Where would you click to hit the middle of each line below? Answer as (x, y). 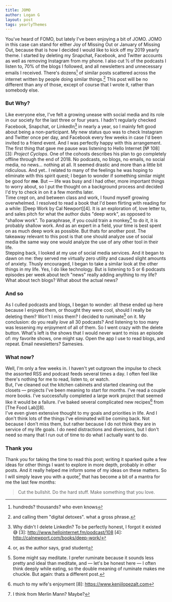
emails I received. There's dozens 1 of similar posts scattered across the (81, 72)
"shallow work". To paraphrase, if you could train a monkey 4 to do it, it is (82, 220)
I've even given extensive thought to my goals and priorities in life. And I (81, 413)
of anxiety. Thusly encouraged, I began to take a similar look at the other (82, 264)
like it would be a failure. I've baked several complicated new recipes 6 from (84, 402)
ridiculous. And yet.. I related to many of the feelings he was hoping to (79, 170)
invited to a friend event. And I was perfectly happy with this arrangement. (84, 143)
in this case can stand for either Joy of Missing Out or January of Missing (83, 45)
